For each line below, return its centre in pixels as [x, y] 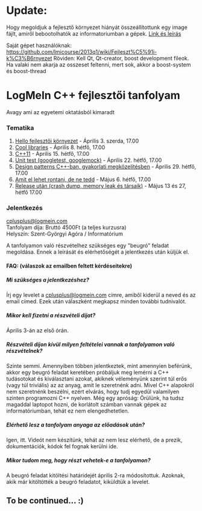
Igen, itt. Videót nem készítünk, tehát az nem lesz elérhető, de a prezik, [94, 440]
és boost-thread [26, 71]
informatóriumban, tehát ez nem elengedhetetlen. [68, 411]
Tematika [20, 127]
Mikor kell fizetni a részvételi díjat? [51, 315]
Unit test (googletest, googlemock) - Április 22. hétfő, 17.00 [88, 160]
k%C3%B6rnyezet [29, 58]
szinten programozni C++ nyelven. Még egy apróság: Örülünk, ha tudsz [95, 398]
